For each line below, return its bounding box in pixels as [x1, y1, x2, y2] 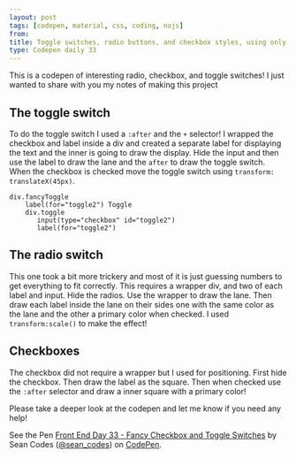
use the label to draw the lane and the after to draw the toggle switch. [9, 156, 266, 167]
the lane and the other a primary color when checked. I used [9, 309, 230, 319]
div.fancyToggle [9, 192, 69, 202]
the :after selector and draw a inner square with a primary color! [9, 385, 247, 396]
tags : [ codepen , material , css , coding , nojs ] [9, 21, 184, 30]
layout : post [9, 12, 57, 22]
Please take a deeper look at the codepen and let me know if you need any [9, 403, 281, 414]
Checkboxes [9, 344, 80, 359]
